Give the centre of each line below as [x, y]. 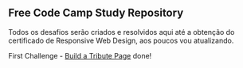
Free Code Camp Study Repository [96, 13]
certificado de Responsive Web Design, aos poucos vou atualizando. [121, 40]
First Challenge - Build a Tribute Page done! [80, 55]
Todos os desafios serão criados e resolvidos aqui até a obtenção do [121, 32]
